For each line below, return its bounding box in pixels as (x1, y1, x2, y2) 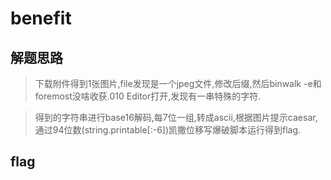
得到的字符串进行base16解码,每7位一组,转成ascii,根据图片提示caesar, (34, 112, 318, 123)
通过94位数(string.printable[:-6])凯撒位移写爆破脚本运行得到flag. (34, 124, 302, 136)
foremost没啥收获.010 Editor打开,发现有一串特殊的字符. (34, 90, 262, 102)
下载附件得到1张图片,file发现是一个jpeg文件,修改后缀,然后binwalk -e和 (34, 78, 322, 89)
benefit (10, 7, 72, 30)
